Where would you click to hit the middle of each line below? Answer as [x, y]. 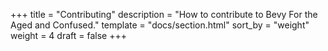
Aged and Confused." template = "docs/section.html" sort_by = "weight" [160, 25]
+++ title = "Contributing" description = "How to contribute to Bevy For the [164, 14]
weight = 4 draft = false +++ [68, 35]
